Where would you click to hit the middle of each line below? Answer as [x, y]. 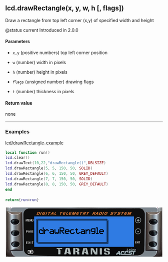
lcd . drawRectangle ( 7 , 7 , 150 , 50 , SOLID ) [49, 179]
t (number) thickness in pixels [43, 92]
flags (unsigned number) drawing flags [53, 82]
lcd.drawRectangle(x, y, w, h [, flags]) [64, 8]
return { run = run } [22, 200]
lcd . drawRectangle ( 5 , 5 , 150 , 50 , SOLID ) [49, 168]
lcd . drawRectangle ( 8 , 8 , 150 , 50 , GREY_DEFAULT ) [57, 184]
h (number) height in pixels [40, 72]
